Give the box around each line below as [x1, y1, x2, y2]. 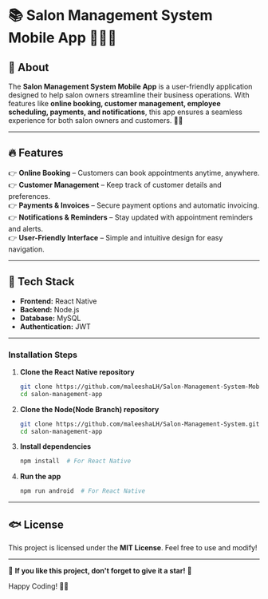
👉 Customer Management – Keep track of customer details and [8, 180, 222, 189]
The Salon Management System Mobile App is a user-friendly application [8, 81, 253, 91]
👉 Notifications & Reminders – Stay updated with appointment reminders [8, 212, 254, 222]
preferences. [8, 191, 50, 200]
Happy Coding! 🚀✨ [8, 581, 69, 591]
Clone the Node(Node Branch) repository [19, 404, 160, 414]
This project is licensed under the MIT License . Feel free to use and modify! [8, 542, 258, 552]
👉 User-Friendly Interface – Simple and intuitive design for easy [8, 232, 223, 242]
